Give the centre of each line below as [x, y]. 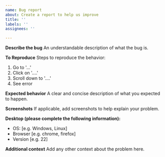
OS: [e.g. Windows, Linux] [40, 129]
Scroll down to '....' [32, 78]
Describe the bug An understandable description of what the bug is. [77, 48]
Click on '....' [25, 73]
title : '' [16, 19]
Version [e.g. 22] [30, 139]
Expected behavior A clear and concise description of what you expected [83, 93]
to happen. [16, 99]
